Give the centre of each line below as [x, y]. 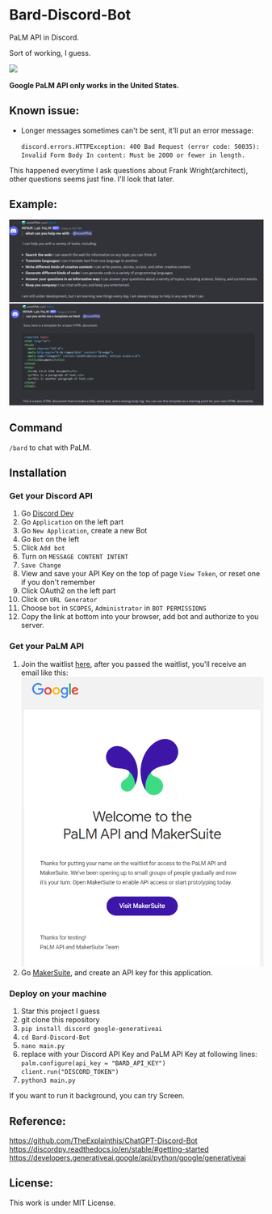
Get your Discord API [51, 495]
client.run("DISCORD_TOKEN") [70, 1072]
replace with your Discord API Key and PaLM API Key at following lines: [139, 1055]
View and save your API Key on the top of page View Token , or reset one [140, 574]
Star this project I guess [60, 1011]
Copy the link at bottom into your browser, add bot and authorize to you [140, 617]
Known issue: [44, 111]
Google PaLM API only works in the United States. [94, 85]
